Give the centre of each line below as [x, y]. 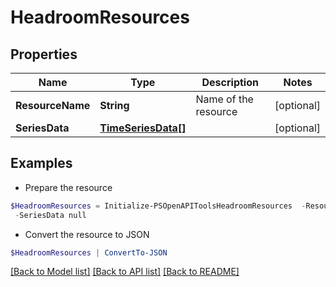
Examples [41, 163]
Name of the [224, 99]
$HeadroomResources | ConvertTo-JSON [89, 252]
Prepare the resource [68, 187]
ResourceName [53, 105]
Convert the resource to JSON [87, 234]
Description [230, 82]
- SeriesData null [50, 215]
